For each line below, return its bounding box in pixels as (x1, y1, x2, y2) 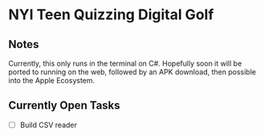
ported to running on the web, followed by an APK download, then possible (8, 67, 257, 77)
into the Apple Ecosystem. (8, 76, 95, 85)
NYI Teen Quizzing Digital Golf (8, 6, 214, 24)
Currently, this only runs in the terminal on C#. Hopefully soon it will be (8, 58, 242, 68)
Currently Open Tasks (8, 98, 120, 113)
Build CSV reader (19, 120, 78, 130)
